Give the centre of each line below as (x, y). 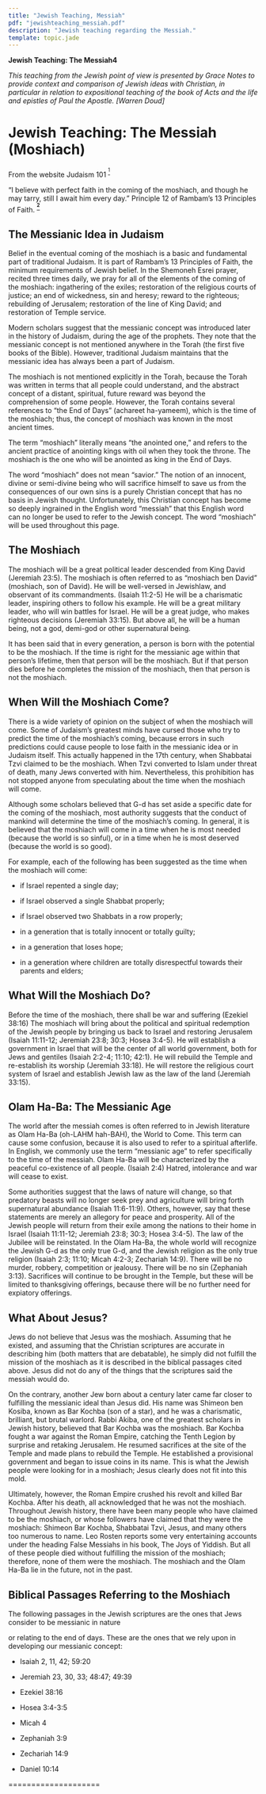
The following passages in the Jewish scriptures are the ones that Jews (125, 1613)
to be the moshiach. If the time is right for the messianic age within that (124, 652)
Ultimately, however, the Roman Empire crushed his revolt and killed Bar (125, 1494)
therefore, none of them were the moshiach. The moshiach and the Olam (127, 1562)
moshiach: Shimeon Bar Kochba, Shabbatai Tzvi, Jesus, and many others (127, 1528)
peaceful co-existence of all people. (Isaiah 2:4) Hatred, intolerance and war (133, 1168)
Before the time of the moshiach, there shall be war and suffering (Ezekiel (128, 1015)
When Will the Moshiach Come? (89, 702)
